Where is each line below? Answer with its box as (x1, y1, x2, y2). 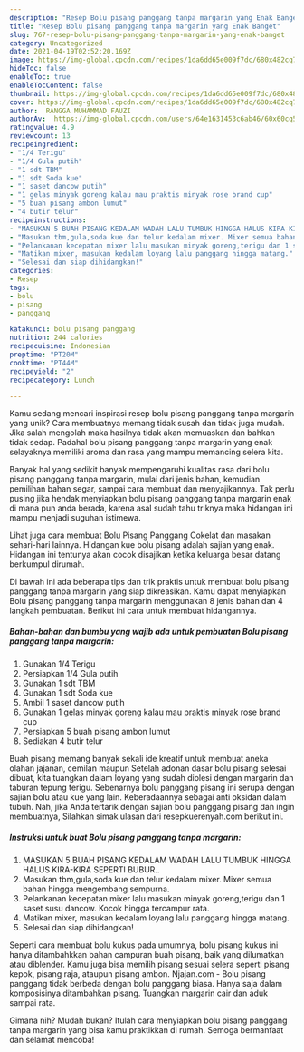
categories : (9, 267, 54, 276)
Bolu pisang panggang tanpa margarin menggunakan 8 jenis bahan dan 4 (9, 596, 283, 607)
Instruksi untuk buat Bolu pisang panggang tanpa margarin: (9, 832, 242, 843)
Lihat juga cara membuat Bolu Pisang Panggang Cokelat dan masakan (9, 530, 271, 541)
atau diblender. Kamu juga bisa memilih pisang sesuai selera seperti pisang (9, 959, 290, 970)
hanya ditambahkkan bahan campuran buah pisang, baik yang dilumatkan (9, 950, 285, 960)
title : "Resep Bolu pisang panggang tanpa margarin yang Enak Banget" (9, 22, 281, 31)
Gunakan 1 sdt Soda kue (22, 687, 113, 698)
